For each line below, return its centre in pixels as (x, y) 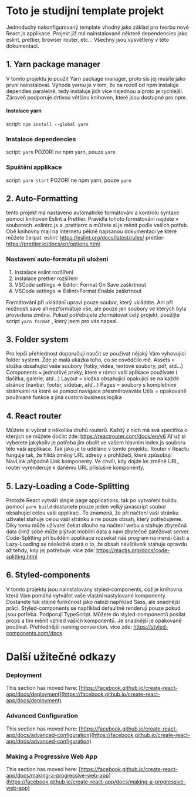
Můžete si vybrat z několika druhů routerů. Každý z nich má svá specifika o (97, 430)
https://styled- (151, 627)
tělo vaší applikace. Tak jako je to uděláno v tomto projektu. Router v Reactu (98, 449)
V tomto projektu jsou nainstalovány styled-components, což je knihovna (94, 589)
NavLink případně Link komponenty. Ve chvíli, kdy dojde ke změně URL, (93, 461)
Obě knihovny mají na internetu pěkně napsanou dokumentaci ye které (92, 231)
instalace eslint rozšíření (44, 272)
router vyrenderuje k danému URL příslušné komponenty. (75, 468)
